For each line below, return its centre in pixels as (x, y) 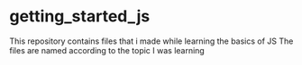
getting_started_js (80, 16)
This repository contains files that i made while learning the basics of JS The (151, 41)
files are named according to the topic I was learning (107, 50)
